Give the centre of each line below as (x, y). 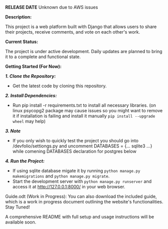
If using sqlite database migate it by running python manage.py (76, 171)
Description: (18, 17)
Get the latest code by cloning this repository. (59, 86)
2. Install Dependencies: (31, 95)
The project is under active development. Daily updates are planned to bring (84, 51)
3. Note (13, 131)
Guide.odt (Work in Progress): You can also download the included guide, (81, 196)
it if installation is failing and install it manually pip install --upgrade (84, 116)
